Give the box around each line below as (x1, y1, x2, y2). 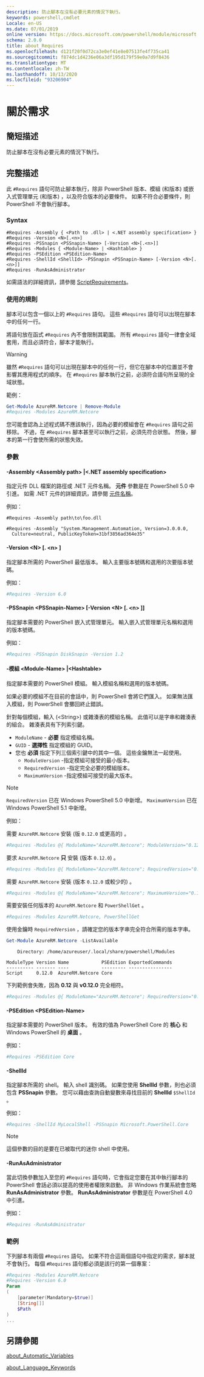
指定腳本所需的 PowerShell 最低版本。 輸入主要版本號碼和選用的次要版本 (6, 558, 188, 566)
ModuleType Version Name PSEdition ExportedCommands (6, 959, 172, 965)
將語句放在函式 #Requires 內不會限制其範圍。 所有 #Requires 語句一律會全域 (6, 331, 196, 338)
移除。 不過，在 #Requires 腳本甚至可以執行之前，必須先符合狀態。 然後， (6, 429, 191, 436)
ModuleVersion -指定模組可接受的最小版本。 (24, 756, 134, 764)
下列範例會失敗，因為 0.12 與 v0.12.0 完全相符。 (6, 981, 127, 989)
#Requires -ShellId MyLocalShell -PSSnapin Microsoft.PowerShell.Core (6, 1121, 189, 1128)
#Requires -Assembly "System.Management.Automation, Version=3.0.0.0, (6, 526, 189, 532)
